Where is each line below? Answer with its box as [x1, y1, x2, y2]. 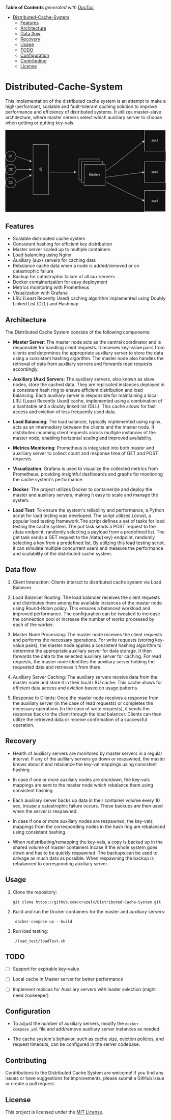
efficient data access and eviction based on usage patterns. [12, 685, 138, 691]
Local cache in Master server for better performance [12, 976, 124, 982]
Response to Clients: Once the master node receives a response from [12, 695, 159, 701]
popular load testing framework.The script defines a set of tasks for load [12, 518, 165, 524]
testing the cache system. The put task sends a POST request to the [12, 524, 156, 530]
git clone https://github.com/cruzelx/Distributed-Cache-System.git [12, 900, 161, 905]
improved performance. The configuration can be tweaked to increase [12, 611, 160, 617]
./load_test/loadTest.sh [12, 938, 66, 944]
